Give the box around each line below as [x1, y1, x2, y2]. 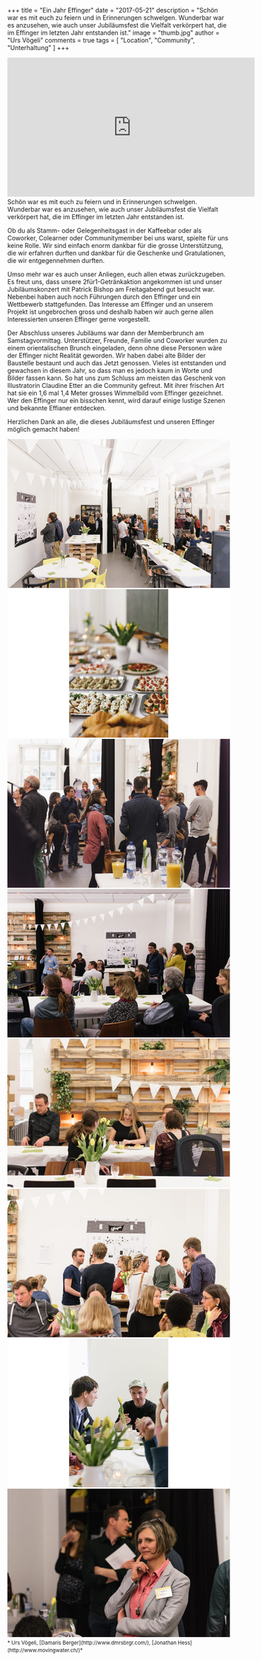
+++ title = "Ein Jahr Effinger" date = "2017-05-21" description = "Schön [7, 6, 218, 14]
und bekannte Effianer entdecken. [7, 404, 106, 412]
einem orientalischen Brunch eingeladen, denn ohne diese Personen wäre [7, 344, 222, 352]
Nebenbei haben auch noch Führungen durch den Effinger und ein [7, 292, 201, 301]
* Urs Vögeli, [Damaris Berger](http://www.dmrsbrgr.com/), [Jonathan [7, 1639, 177, 1647]
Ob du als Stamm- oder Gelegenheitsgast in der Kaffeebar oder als [7, 226, 202, 235]
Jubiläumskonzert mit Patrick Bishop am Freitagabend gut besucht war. [7, 285, 215, 293]
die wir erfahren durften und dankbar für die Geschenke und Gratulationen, [7, 249, 226, 257]
